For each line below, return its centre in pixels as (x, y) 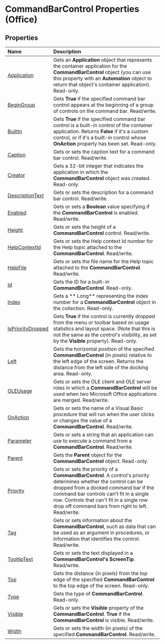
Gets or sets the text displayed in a (93, 553)
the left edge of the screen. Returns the (98, 361)
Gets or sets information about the (93, 520)
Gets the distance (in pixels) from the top (100, 573)
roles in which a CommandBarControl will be (105, 388)
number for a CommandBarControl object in (105, 302)
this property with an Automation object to (103, 78)
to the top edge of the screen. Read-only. (101, 586)
